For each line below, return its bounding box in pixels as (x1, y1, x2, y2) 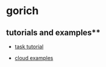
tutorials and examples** (6, 28, 101, 38)
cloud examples (14, 55, 54, 61)
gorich (6, 4, 39, 18)
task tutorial (14, 43, 44, 50)
